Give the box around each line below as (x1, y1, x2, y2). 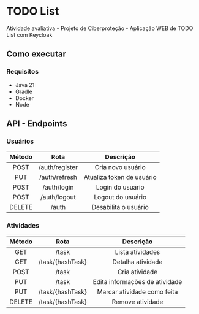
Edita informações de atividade (92, 277, 182, 286)
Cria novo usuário (94, 163, 146, 172)
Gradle (15, 88, 32, 95)
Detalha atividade (112, 258, 163, 266)
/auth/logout (40, 193, 77, 202)
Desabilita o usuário (91, 203, 149, 212)
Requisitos (6, 67, 39, 76)
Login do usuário (96, 183, 145, 191)
